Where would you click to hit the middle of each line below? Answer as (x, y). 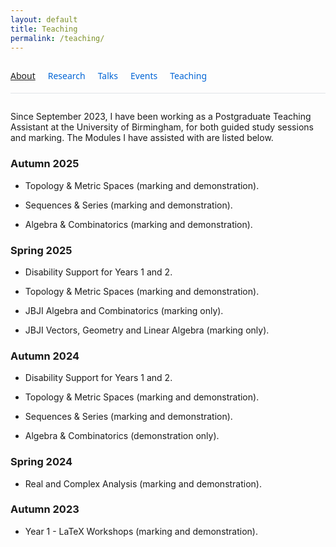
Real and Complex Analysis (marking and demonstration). (143, 483)
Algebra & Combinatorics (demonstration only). (122, 436)
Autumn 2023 (45, 509)
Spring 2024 (41, 462)
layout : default (44, 19)
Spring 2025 (41, 250)
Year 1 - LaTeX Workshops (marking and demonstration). (141, 531)
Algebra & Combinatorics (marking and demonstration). (138, 224)
